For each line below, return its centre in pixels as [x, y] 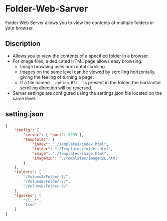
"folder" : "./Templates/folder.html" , [72, 149]
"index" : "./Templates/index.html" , [70, 144]
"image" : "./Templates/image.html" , [70, 153]
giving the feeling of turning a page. [57, 77]
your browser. [20, 28]
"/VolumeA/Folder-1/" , [47, 177]
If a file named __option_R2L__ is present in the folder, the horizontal [90, 82]
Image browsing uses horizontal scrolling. [63, 66]
